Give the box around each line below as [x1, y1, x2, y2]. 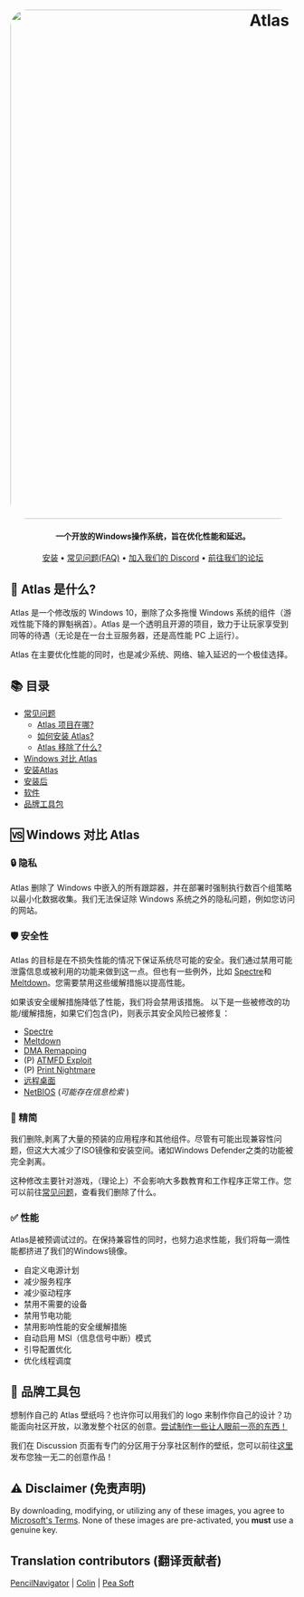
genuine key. [10, 1525, 58, 1535]
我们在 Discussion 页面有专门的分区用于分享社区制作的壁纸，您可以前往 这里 [10, 1440, 293, 1451]
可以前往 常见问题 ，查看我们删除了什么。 [10, 1187, 161, 1198]
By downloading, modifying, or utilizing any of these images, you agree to [10, 1506, 285, 1516]
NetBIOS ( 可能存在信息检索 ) [23, 1086, 129, 1097]
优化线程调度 [23, 1354, 71, 1366]
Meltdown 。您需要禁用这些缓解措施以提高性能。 [10, 978, 191, 988]
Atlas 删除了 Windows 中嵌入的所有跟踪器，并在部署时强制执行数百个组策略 [10, 882, 292, 893]
